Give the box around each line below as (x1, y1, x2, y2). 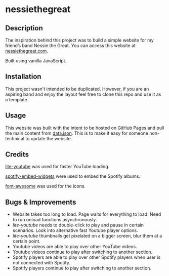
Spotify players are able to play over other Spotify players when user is (12, 254, 161, 260)
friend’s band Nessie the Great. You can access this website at (5, 43, 136, 49)
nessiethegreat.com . (5, 48, 48, 54)
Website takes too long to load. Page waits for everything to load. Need (12, 211, 161, 217)
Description (5, 24, 43, 32)
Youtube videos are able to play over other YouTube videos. (12, 244, 138, 250)
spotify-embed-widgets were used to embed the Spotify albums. (5, 173, 141, 179)
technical (5, 135, 24, 141)
